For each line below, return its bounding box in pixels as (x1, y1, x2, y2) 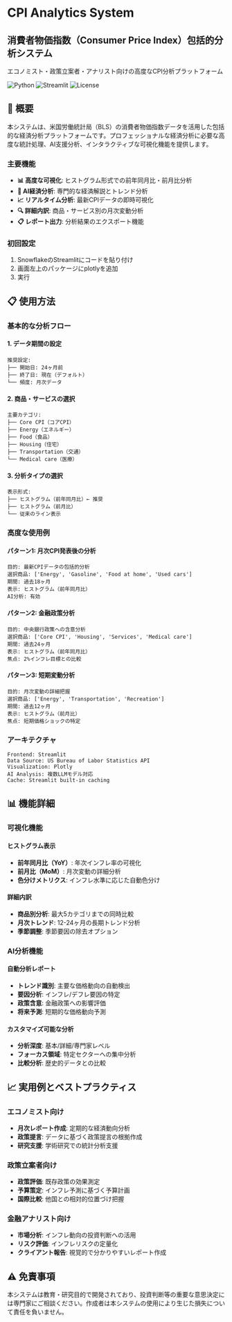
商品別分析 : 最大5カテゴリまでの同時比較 (17, 909, 134, 918)
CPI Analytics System (7, 5, 134, 21)
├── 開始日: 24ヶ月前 (7, 364, 64, 371)
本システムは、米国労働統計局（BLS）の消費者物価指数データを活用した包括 (7, 122, 225, 131)
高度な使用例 (7, 528, 51, 538)
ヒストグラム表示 (7, 842, 56, 850)
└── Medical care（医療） (7, 456, 78, 463)
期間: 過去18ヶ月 (7, 578, 51, 585)
